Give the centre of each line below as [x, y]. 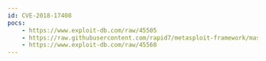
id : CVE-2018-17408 [40, 15]
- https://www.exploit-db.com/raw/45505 [89, 30]
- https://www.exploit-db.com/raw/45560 [89, 45]
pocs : [16, 23]
